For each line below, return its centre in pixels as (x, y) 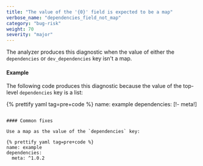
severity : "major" (30, 35)
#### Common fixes (30, 121)
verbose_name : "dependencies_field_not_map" (64, 18)
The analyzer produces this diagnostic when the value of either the (91, 52)
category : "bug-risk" (34, 23)
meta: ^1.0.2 (28, 158)
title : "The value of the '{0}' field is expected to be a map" (90, 12)
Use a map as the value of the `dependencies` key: (73, 132)
